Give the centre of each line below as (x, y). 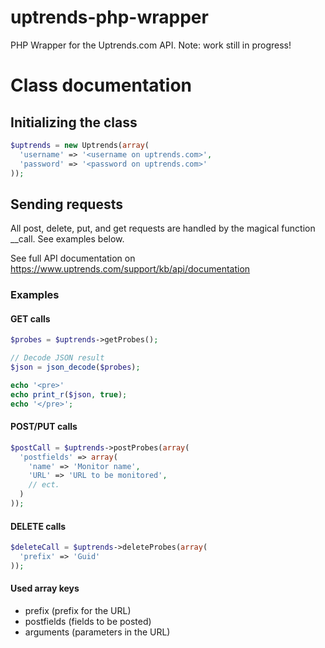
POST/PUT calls (44, 427)
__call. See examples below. (67, 239)
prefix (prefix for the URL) (78, 610)
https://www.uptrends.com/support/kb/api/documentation (130, 269)
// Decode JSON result (57, 358)
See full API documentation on (73, 258)
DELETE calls (38, 526)
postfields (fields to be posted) (88, 621)
